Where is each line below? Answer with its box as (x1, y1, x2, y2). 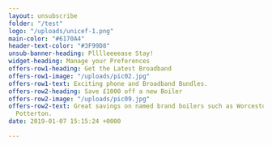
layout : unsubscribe (8, 11, 79, 20)
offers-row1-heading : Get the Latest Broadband (8, 65, 172, 73)
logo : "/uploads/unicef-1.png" (8, 27, 114, 35)
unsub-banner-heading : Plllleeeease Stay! (8, 49, 154, 58)
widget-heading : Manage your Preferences (8, 58, 151, 66)
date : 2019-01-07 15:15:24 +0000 (8, 117, 121, 126)
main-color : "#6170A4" (8, 34, 85, 43)
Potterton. (15, 110, 53, 118)
